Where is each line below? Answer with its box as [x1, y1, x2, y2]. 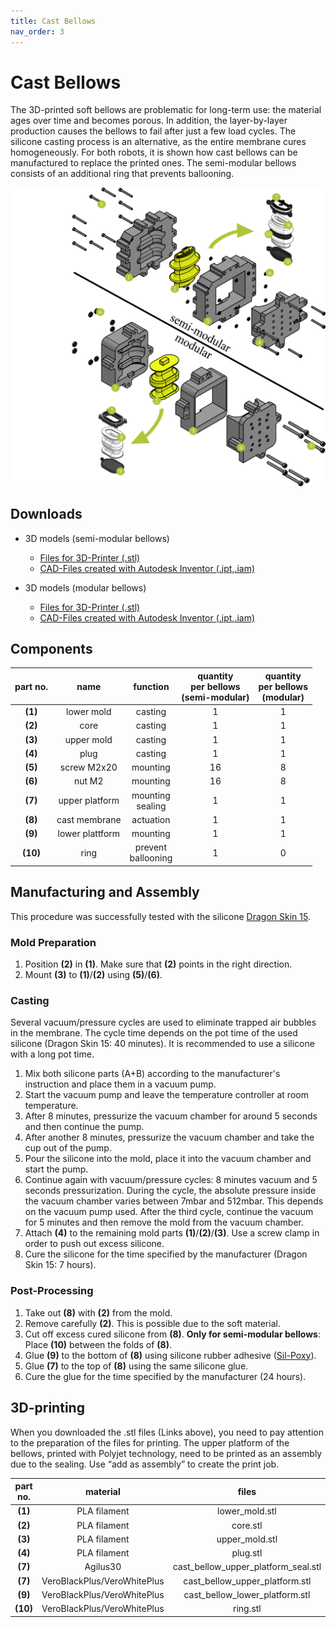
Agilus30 [84, 1561, 122, 1573]
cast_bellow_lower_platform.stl [183, 1588, 311, 1600]
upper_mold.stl [216, 1533, 278, 1545]
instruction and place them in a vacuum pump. [24, 1078, 217, 1090]
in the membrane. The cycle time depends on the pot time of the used [10, 1027, 298, 1039]
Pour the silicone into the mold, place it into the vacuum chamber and [24, 1153, 312, 1165]
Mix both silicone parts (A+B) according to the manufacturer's [24, 1068, 281, 1080]
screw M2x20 [59, 761, 118, 774]
